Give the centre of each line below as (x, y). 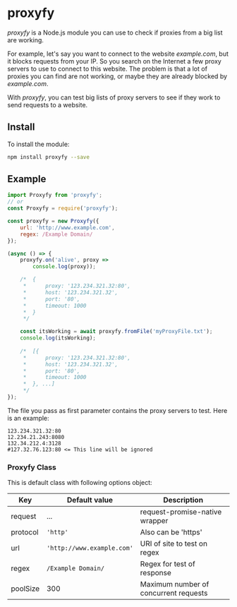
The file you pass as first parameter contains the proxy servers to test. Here (117, 410)
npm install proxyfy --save (49, 157)
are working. (26, 40)
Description (183, 500)
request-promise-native (181, 512)
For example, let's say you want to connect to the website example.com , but (118, 54)
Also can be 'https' (171, 532)
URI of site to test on (174, 543)
